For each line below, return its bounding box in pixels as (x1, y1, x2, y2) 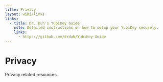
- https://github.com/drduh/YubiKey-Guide (18, 35, 106, 40)
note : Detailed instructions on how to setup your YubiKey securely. (14, 25, 159, 30)
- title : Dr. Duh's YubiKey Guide (9, 20, 80, 26)
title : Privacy (5, 7, 36, 12)
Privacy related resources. (5, 71, 58, 77)
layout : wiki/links (5, 12, 45, 17)
